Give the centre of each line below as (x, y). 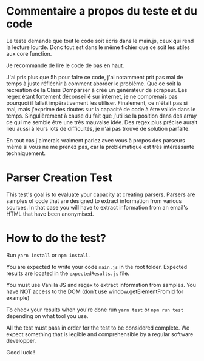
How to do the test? (56, 238)
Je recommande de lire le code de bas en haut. (65, 65)
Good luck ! (21, 352)
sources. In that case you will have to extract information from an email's (97, 207)
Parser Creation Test (59, 178)
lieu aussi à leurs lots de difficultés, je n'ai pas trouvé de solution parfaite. (98, 128)
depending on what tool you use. (47, 316)
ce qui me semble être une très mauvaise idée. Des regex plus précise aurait (102, 122)
